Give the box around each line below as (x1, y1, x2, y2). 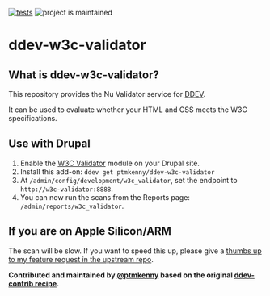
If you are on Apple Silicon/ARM (8, 224, 172, 238)
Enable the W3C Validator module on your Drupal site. (19, 158, 200, 168)
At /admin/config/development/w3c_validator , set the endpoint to (19, 175, 238, 185)
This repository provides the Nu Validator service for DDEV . (8, 90, 206, 98)
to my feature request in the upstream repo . (8, 254, 154, 264)
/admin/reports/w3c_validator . (19, 201, 124, 211)
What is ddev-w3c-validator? (8, 68, 159, 81)
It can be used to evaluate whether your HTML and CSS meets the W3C (8, 105, 248, 115)
